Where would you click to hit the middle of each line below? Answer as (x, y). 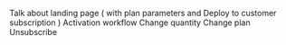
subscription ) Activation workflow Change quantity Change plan (130, 22)
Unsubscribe (33, 32)
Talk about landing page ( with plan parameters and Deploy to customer (143, 13)
